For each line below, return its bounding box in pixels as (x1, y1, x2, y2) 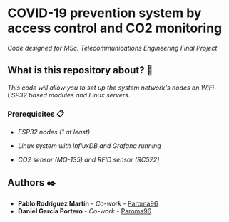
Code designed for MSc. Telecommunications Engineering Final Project (7, 43, 218, 52)
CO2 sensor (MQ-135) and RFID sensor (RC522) (17, 155, 160, 164)
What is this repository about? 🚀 (7, 64, 153, 76)
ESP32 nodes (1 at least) (17, 128, 91, 137)
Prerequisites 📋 (7, 109, 64, 119)
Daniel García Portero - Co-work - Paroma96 (17, 206, 152, 215)
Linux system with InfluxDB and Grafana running (17, 142, 162, 150)
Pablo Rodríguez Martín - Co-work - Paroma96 (17, 199, 158, 208)
